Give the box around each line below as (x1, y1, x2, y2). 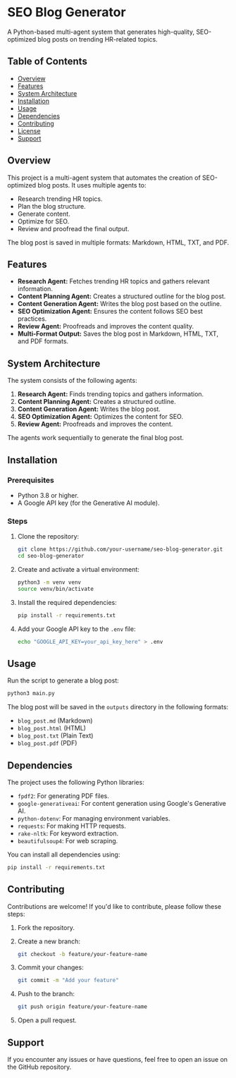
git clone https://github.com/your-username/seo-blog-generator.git (17, 546, 223, 553)
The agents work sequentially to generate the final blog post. (7, 434, 185, 442)
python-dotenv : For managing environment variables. (17, 814, 170, 822)
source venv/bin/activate (17, 585, 94, 592)
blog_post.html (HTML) (17, 724, 87, 733)
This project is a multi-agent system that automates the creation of (7, 173, 201, 182)
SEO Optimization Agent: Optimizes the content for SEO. (17, 412, 183, 421)
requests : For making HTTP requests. (17, 821, 127, 830)
